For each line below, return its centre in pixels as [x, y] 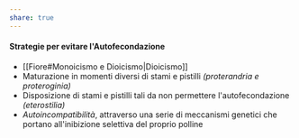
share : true [32, 18]
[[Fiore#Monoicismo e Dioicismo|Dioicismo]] [105, 66]
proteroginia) [47, 86]
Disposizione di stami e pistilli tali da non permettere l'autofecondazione [156, 95]
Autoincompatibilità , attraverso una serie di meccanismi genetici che [149, 115]
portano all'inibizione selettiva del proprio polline [113, 124]
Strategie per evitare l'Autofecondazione [87, 47]
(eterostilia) [44, 105]
